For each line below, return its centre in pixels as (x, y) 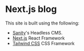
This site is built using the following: (42, 23)
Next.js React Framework (38, 38)
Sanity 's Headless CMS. (37, 32)
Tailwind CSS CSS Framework (44, 43)
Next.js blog (31, 9)
